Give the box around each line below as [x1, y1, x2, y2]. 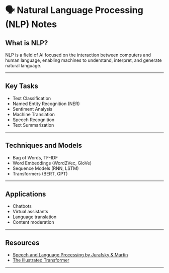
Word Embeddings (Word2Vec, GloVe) [12, 160, 92, 166]
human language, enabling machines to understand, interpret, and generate [5, 57, 162, 63]
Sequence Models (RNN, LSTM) [12, 165, 79, 171]
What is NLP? [5, 39, 48, 47]
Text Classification [12, 95, 51, 101]
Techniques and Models [5, 141, 82, 150]
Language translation [12, 214, 57, 220]
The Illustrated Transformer [12, 257, 69, 263]
